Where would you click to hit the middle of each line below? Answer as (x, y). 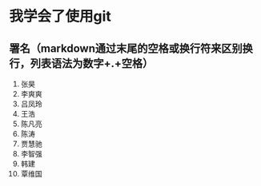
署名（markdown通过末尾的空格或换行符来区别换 (131, 48)
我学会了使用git (60, 16)
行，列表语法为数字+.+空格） (81, 63)
